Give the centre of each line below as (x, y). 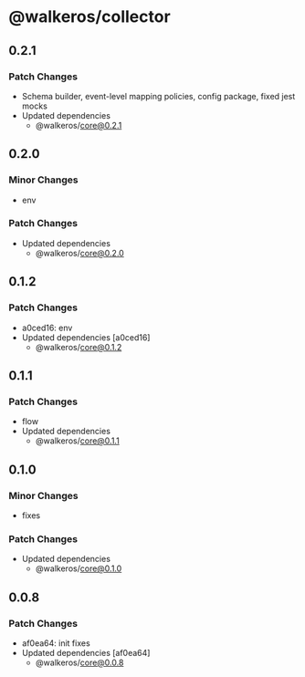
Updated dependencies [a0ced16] (86, 337)
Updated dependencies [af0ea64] (86, 652)
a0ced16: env (47, 328)
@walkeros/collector (89, 17)
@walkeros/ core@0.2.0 (79, 253)
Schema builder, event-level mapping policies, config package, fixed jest (158, 96)
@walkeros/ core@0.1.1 (77, 441)
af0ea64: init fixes (56, 643)
